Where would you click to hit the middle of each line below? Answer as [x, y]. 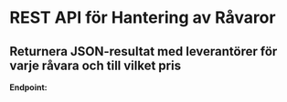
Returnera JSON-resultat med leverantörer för [143, 51]
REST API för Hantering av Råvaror [143, 18]
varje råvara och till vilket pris [95, 65]
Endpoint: [28, 87]
